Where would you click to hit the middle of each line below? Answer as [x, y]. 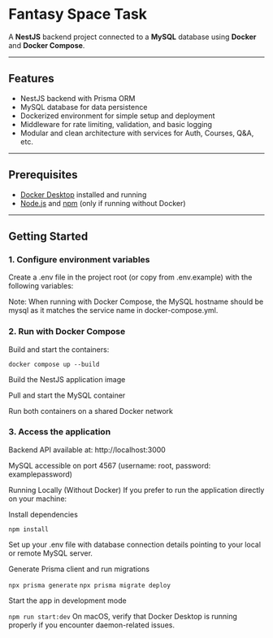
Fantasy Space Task [78, 14]
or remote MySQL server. [51, 553]
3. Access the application [60, 432]
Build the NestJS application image [67, 379]
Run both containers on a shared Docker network [91, 411]
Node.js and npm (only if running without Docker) [103, 203]
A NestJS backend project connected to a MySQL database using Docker [132, 37]
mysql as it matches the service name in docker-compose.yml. [113, 310]
